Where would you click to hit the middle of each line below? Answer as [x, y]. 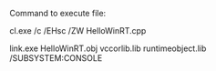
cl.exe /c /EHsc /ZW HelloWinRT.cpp [78, 30]
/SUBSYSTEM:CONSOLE [56, 58]
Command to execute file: [58, 13]
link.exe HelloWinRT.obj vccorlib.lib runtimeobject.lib [108, 48]
